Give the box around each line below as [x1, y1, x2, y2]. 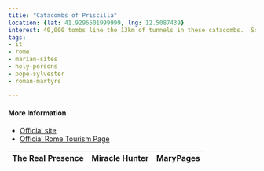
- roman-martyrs [8, 77, 61, 85]
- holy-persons [8, 63, 58, 71]
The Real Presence [12, 152, 84, 163]
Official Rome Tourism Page [19, 134, 110, 144]
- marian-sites [8, 56, 58, 64]
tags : [8, 33, 26, 42]
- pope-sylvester [8, 70, 65, 78]
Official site [19, 126, 57, 135]
